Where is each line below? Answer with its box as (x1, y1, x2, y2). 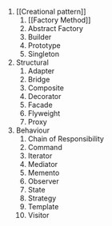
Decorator (27, 92, 62, 101)
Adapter (27, 66, 55, 75)
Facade (27, 100, 54, 109)
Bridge (27, 75, 50, 84)
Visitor (27, 211, 50, 220)
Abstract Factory (27, 24, 84, 33)
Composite (27, 83, 64, 93)
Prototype (27, 41, 62, 50)
